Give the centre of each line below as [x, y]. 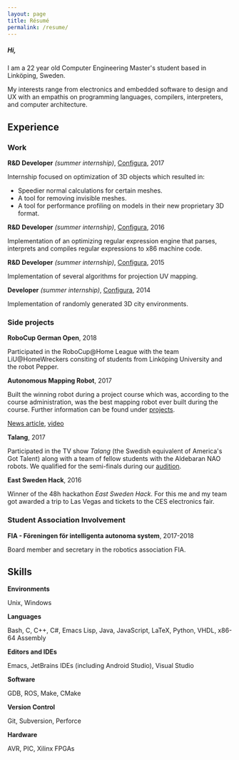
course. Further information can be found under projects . [91, 410]
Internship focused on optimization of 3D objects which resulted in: [106, 177]
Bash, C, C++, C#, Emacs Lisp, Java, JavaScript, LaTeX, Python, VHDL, [112, 630]
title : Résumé [29, 21]
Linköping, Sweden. [36, 76]
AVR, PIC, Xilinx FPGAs [41, 749]
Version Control [31, 707]
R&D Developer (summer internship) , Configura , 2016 [86, 227]
